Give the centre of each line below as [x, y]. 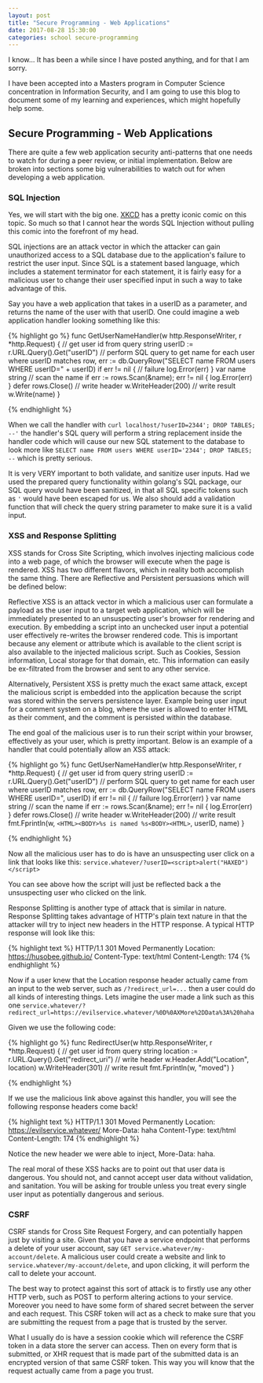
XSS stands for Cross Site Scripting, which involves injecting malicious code [131, 553]
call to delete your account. [52, 1273]
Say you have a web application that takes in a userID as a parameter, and [128, 304]
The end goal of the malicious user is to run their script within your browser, [131, 732]
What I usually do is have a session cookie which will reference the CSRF [126, 1337]
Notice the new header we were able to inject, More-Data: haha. [112, 1153]
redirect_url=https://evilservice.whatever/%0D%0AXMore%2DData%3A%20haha [131, 1012]
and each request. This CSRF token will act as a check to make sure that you [132, 1313]
